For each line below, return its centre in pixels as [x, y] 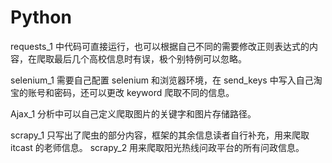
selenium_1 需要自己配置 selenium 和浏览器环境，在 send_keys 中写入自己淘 [166, 80]
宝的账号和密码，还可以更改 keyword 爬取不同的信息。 [122, 92]
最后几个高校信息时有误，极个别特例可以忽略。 [150, 58]
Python [41, 17]
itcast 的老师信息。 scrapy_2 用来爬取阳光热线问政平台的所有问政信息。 [157, 147]
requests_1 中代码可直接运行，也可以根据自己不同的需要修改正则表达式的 [160, 46]
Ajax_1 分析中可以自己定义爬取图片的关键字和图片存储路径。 [133, 113]
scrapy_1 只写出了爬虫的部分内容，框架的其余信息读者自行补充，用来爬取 [160, 135]
